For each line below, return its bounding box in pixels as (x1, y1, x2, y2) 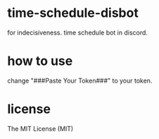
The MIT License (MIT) (7, 124, 74, 133)
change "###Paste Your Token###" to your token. (7, 76, 153, 85)
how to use (7, 53, 73, 69)
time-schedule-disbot (7, 5, 139, 21)
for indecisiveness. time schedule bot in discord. (7, 28, 148, 37)
